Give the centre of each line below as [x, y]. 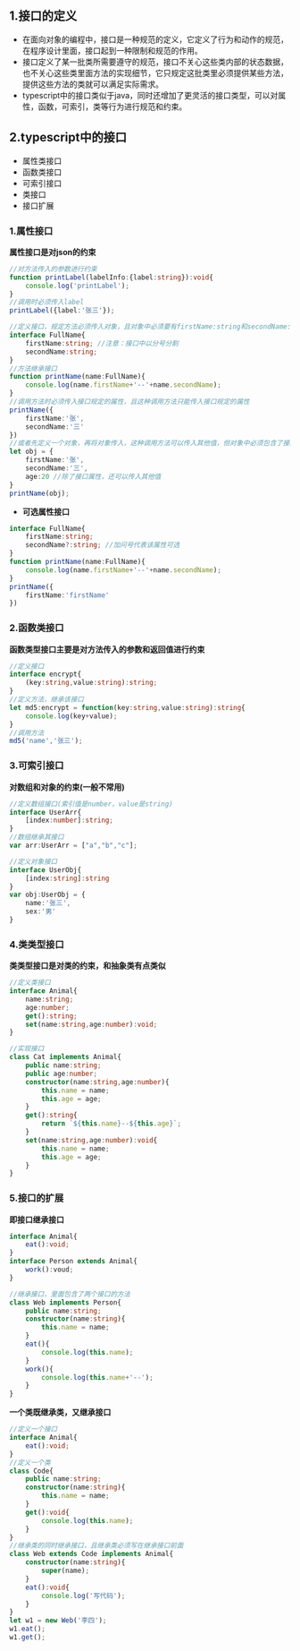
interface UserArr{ [46, 812]
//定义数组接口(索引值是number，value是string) [92, 804]
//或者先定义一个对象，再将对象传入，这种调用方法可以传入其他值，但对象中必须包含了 [146, 443]
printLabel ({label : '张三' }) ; [62, 311]
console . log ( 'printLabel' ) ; [77, 286]
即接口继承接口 [37, 1219]
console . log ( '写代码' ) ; [83, 1595]
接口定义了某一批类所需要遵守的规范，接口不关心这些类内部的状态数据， [155, 62]
